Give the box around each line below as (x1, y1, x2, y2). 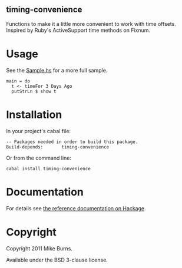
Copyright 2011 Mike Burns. (6, 244, 72, 252)
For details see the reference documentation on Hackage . (6, 204, 146, 211)
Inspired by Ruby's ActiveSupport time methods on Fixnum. (6, 27, 151, 34)
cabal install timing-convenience (6, 166, 91, 171)
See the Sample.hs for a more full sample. (6, 67, 108, 74)
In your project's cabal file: (6, 127, 71, 134)
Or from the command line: (6, 154, 72, 161)
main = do (6, 78, 31, 84)
